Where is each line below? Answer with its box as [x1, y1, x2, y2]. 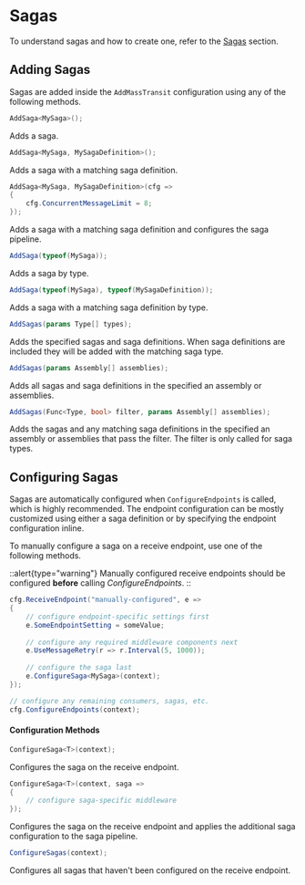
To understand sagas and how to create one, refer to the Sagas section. [9, 36, 280, 47]
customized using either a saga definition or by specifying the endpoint [9, 513, 277, 525]
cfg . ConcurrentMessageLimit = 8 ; [25, 199, 153, 208]
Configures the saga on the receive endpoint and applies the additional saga [9, 821, 296, 832]
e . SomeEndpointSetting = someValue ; [25, 620, 166, 630]
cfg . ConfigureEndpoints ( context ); [9, 704, 141, 714]
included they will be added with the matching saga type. [9, 346, 224, 357]
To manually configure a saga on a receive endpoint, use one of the [9, 540, 263, 552]
